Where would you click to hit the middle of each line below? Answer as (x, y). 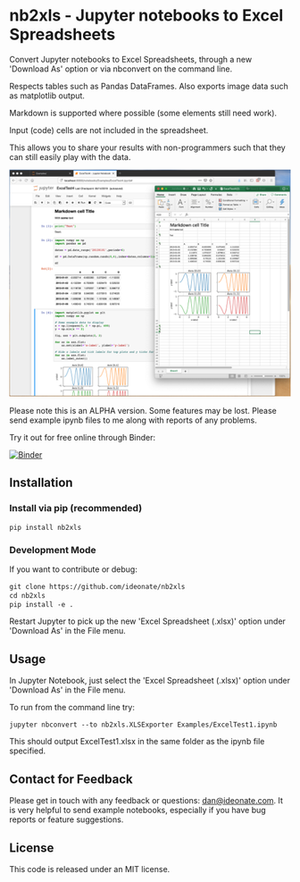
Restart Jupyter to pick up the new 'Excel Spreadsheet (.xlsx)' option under (147, 621)
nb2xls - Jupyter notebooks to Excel (146, 16)
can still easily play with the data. (70, 156)
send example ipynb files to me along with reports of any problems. (133, 420)
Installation (41, 482)
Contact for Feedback (71, 779)
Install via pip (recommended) (76, 508)
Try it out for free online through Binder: (83, 437)
